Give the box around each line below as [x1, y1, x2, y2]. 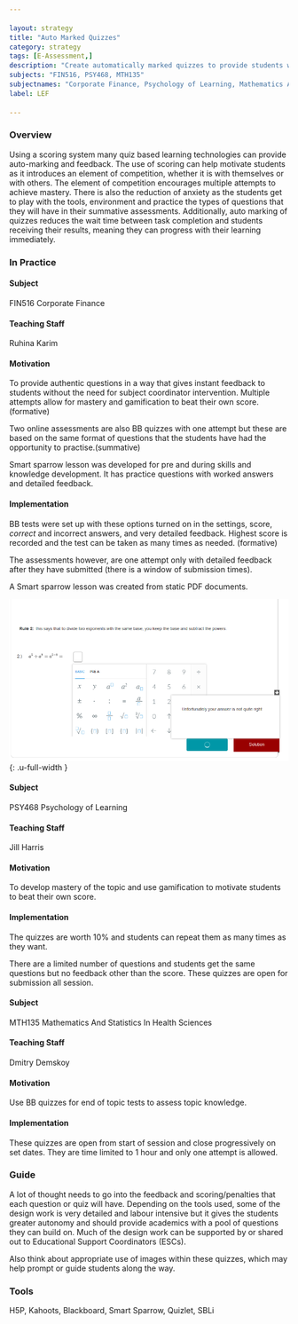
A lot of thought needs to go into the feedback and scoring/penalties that [9, 1189, 277, 1200]
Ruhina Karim [9, 338, 59, 349]
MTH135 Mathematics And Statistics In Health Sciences [9, 1017, 213, 1028]
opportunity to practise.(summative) [9, 442, 141, 453]
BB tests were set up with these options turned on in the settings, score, [9, 518, 273, 529]
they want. [9, 941, 48, 951]
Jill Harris [9, 842, 44, 853]
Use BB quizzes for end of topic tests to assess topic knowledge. [9, 1097, 247, 1108]
